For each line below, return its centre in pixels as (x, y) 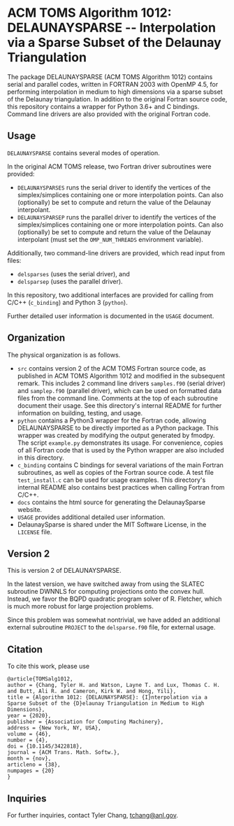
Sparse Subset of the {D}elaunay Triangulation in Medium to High (106, 704)
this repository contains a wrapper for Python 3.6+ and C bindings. (103, 106)
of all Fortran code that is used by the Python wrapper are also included (121, 450)
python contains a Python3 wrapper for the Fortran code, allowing (112, 420)
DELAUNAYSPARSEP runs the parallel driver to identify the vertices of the (117, 217)
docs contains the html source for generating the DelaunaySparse (111, 502)
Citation (25, 649)
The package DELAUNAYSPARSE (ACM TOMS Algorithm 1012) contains (110, 77)
